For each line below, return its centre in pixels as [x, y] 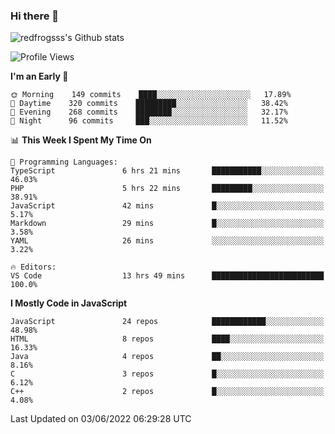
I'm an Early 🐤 [39, 76]
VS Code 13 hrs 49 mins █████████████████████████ [167, 276]
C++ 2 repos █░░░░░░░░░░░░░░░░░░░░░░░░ [167, 392]
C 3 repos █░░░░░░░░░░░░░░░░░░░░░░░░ [167, 374]
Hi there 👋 [35, 16]
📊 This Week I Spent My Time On [81, 140]
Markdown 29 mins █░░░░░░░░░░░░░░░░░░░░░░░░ [167, 224]
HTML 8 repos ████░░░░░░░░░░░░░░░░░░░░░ [167, 339]
